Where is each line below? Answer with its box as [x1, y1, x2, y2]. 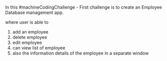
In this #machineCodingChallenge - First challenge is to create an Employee [5, 4, 162, 10]
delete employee [12, 34, 48, 40]
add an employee [12, 29, 49, 34]
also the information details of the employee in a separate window [12, 50, 149, 56]
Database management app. [5, 9, 64, 15]
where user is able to [5, 19, 49, 25]
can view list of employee [12, 45, 66, 50]
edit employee [12, 39, 42, 45]
